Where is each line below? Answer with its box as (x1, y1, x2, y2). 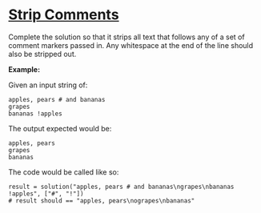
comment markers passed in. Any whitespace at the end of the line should (8, 40, 254, 50)
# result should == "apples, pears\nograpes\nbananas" (8, 196, 195, 205)
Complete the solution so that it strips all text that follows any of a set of (8, 32, 246, 42)
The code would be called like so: (8, 167, 119, 177)
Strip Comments (8, 6, 119, 24)
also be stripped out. (8, 49, 77, 58)
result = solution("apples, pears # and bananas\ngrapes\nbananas (8, 183, 235, 191)
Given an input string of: (8, 80, 88, 90)
